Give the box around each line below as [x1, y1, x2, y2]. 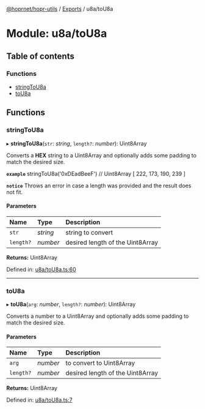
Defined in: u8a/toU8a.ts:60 [6, 266, 76, 273]
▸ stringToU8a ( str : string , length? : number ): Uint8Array [6, 140, 148, 147]
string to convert [65, 228, 113, 236]
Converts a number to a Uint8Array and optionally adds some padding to [6, 312, 189, 320]
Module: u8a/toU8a [6, 27, 107, 40]
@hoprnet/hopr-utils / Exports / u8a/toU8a [6, 6, 113, 12]
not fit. [6, 188, 23, 195]
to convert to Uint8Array [65, 359, 135, 367]
